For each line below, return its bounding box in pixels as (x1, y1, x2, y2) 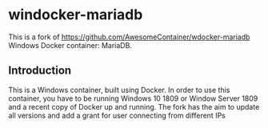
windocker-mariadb (8, 6, 143, 24)
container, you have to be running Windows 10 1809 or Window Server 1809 (8, 94, 258, 103)
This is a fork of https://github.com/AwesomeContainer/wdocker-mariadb (8, 32, 250, 42)
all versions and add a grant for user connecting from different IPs (8, 110, 226, 120)
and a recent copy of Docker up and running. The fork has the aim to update (8, 102, 260, 111)
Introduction (8, 64, 72, 78)
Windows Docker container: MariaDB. (8, 40, 132, 50)
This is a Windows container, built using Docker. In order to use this (8, 85, 230, 94)
